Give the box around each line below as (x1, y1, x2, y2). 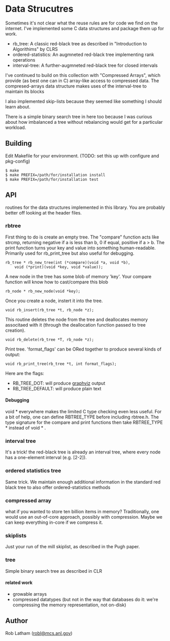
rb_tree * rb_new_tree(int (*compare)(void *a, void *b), (5, 260, 130, 265)
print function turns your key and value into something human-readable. (5, 245, 156, 251)
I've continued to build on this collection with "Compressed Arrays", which (5, 72, 161, 78)
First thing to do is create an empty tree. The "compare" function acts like (5, 234, 159, 240)
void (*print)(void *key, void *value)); (14, 264, 103, 270)
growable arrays (12, 591, 47, 597)
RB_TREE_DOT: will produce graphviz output (12, 380, 106, 386)
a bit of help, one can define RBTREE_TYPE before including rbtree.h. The (5, 414, 159, 420)
